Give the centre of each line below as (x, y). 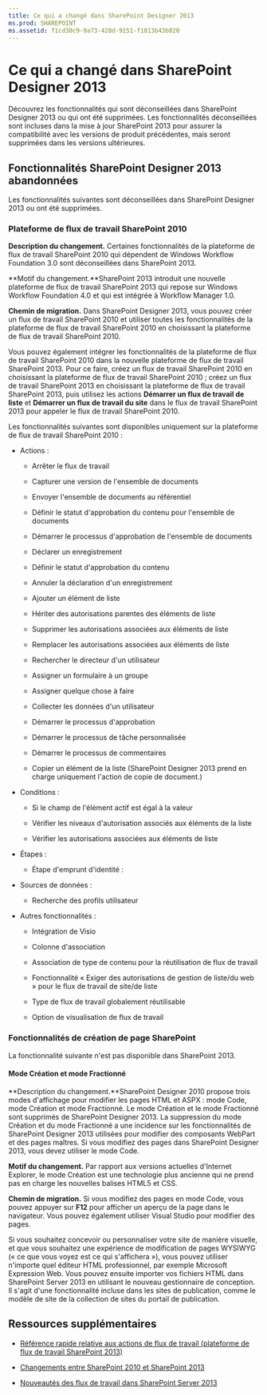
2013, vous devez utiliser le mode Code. (74, 1151)
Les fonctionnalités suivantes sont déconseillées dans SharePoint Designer (132, 200)
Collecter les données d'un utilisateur (93, 706)
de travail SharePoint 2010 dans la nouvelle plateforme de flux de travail (126, 361)
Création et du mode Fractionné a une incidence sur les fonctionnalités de (130, 1125)
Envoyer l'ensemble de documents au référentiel (111, 497)
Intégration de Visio (64, 931)
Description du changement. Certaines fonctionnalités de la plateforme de (132, 246)
